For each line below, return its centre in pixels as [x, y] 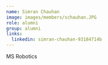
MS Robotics [22, 56]
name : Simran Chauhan [33, 12]
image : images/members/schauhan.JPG [51, 17]
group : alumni [24, 28]
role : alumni [22, 23]
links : [14, 34]
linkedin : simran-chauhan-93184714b [57, 39]
